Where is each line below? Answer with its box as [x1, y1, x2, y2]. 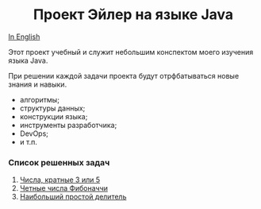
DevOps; [19, 129, 49, 138]
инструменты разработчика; [19, 120, 117, 130]
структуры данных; [19, 103, 86, 113]
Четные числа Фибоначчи [19, 184, 109, 193]
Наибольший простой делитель [19, 192, 127, 202]
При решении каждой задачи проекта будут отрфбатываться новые [8, 71, 240, 80]
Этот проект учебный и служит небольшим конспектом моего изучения [8, 47, 254, 56]
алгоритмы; [19, 95, 59, 104]
